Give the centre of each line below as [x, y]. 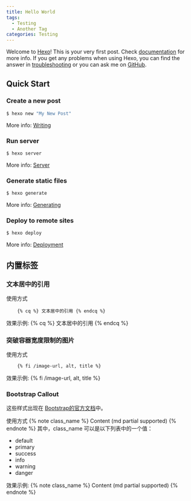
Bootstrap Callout [33, 394]
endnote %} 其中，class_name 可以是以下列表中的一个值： [79, 429]
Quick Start [28, 83]
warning [25, 466]
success [25, 454]
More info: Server [28, 165]
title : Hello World [31, 12]
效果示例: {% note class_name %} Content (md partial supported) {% [92, 485]
